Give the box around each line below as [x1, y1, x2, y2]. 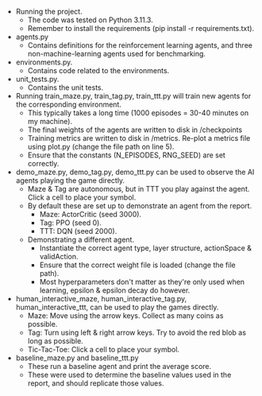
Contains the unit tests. [27, 83, 104, 92]
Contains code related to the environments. [27, 66, 170, 75]
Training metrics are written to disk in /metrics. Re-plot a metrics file [27, 134, 251, 142]
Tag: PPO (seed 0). [39, 218, 102, 227]
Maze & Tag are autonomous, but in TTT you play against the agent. [27, 184, 250, 193]
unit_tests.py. [15, 75, 60, 83]
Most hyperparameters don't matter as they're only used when [39, 278, 245, 286]
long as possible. [27, 336, 83, 345]
